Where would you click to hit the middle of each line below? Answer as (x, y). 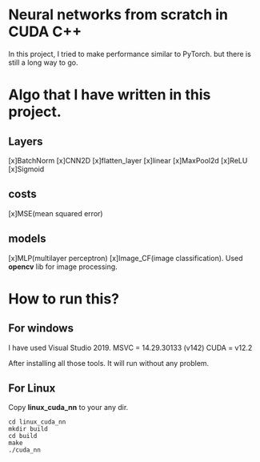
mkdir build (28, 429)
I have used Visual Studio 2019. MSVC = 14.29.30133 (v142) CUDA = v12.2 (130, 348)
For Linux (32, 388)
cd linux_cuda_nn (37, 422)
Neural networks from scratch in (118, 15)
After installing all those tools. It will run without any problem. (109, 363)
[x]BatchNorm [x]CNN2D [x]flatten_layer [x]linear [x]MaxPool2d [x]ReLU (128, 160)
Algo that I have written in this (110, 95)
